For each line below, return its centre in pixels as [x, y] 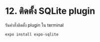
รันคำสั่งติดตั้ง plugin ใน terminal [34, 25]
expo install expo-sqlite [32, 34]
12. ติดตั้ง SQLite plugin [50, 11]
